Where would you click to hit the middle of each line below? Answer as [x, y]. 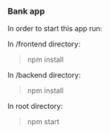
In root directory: [35, 107]
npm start [43, 122]
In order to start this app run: [55, 29]
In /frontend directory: [44, 44]
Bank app [26, 11]
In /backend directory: [44, 75]
